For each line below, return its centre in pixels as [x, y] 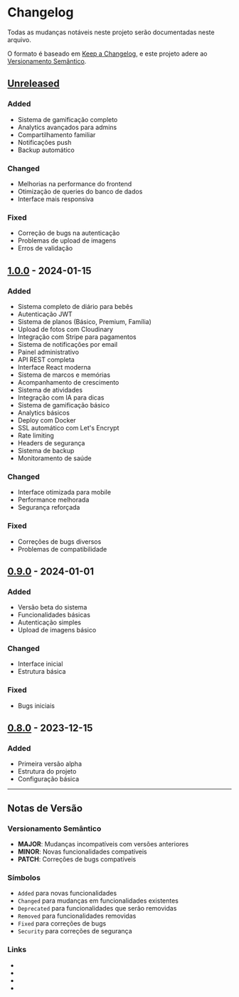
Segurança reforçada [49, 507]
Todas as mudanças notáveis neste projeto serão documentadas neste [111, 32]
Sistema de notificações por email [68, 344]
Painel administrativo [48, 352]
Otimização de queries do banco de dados [80, 191]
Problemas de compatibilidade [62, 549]
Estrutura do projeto [47, 771]
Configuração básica [48, 779]
